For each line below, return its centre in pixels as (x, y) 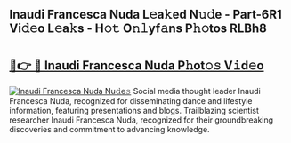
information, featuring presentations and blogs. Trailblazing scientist (134, 111)
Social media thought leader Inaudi (197, 91)
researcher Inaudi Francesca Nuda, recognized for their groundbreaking (141, 120)
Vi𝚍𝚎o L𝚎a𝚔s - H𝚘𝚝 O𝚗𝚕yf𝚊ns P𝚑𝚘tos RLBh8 (138, 29)
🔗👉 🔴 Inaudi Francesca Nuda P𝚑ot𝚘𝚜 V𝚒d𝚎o (137, 65)
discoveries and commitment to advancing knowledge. (110, 129)
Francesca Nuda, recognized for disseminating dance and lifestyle (131, 101)
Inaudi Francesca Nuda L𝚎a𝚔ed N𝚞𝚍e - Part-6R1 (145, 15)
